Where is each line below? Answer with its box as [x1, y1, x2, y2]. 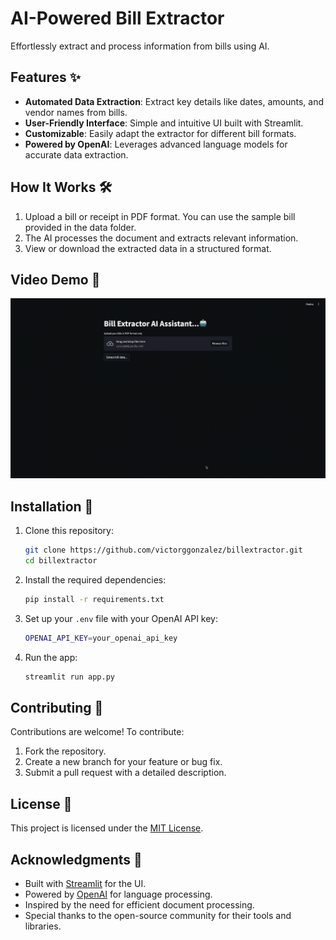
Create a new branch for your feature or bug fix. [24, 756, 223, 768]
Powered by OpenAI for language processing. [24, 888, 213, 900]
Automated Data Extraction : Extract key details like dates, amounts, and [24, 95, 325, 107]
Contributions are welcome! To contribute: [10, 726, 185, 738]
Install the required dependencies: [24, 573, 167, 586]
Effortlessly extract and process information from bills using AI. [10, 40, 270, 52]
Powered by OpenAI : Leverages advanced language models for [24, 138, 288, 150]
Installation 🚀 [10, 498, 94, 515]
